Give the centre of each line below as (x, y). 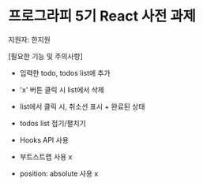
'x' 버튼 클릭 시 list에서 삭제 (62, 89)
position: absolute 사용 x (59, 173)
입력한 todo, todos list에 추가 (65, 73)
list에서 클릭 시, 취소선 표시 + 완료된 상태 (82, 106)
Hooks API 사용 (44, 139)
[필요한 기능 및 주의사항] (45, 56)
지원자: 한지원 (30, 39)
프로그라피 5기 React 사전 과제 (102, 16)
